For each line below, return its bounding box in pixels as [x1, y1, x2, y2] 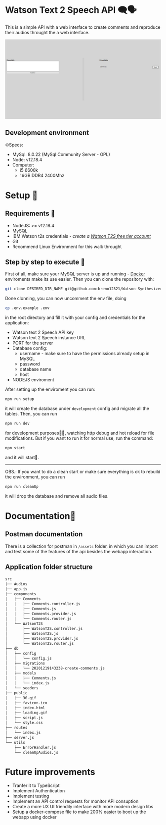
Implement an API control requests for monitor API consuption [12, 798, 139, 804]
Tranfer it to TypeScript [12, 782, 60, 788]
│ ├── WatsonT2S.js [5, 631, 58, 636]
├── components [5, 591, 37, 596]
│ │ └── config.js [5, 656, 52, 661]
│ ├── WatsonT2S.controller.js [5, 626, 83, 631]
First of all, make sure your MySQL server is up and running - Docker [5, 271, 146, 277]
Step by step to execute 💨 [5, 258, 85, 266]
